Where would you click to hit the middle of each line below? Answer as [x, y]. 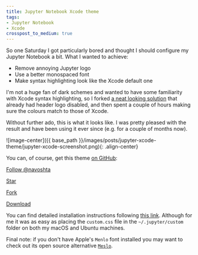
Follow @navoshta [29, 170]
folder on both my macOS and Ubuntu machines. [66, 228]
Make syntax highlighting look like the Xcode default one [84, 81]
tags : [13, 17]
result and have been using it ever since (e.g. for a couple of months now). [97, 129]
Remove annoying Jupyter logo [53, 68]
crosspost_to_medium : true [39, 34]
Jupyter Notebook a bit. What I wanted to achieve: [67, 57]
